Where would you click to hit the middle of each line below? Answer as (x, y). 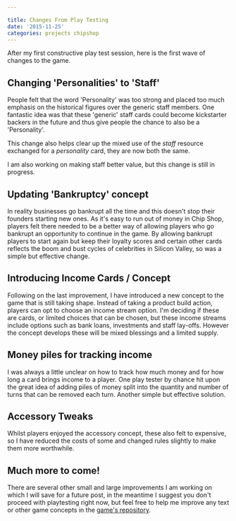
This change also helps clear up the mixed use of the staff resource (105, 143)
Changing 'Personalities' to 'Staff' (83, 83)
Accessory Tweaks (50, 417)
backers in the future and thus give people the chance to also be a (104, 122)
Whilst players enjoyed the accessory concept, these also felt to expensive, (117, 434)
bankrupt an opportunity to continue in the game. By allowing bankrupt (110, 234)
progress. (21, 172)
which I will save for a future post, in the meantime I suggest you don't (109, 495)
